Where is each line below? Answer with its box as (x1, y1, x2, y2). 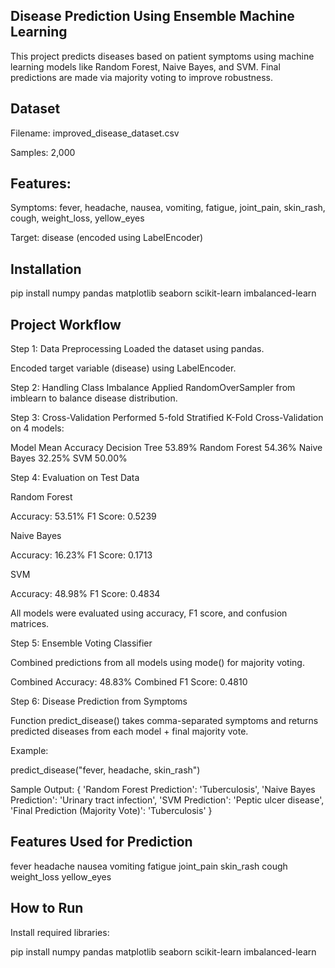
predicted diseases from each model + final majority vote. (10, 725, 249, 738)
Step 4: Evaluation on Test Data (10, 472, 140, 484)
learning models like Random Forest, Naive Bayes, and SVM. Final (10, 60, 281, 73)
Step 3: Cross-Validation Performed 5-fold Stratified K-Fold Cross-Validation (10, 412, 324, 424)
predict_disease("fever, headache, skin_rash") (10, 764, 201, 776)
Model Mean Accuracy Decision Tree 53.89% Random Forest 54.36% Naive (10, 442, 323, 454)
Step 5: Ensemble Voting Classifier (10, 637, 153, 649)
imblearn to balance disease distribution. (10, 392, 178, 404)
